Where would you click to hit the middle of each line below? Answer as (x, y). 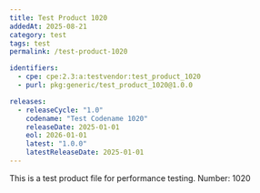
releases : (28, 101)
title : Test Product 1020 (58, 18)
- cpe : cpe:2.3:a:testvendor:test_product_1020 (110, 77)
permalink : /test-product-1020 (69, 52)
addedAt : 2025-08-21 (49, 26)
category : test (38, 35)
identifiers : (34, 68)
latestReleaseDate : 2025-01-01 (85, 152)
